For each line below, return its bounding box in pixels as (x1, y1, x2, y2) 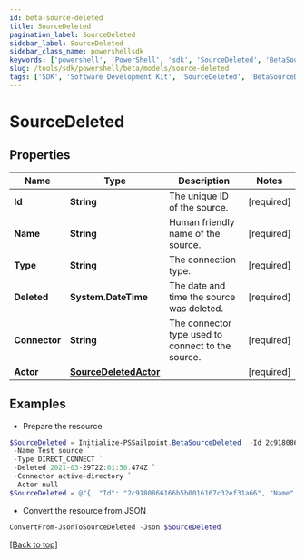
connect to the (169, 339, 231, 352)
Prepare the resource (22, 420, 103, 431)
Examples (9, 397, 66, 412)
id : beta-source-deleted (9, 13, 103, 23)
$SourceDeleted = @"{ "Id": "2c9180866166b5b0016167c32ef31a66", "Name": (9, 488, 299, 497)
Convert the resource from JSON (22, 505, 147, 515)
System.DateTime (69, 290, 148, 303)
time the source (169, 290, 236, 303)
